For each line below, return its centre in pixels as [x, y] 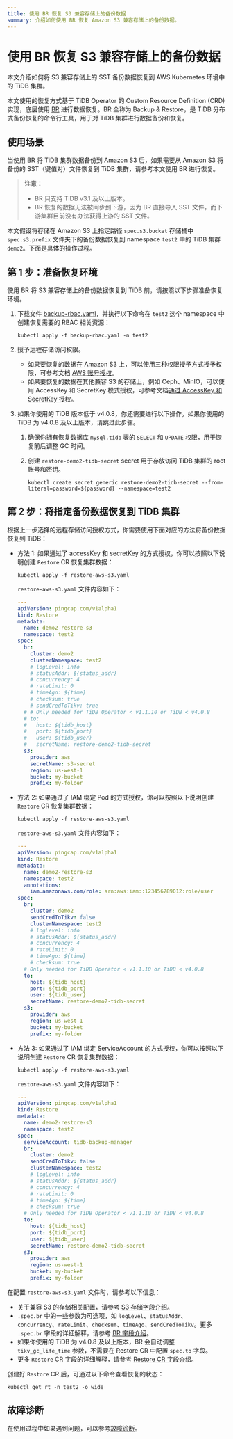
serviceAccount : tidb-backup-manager [78, 1142]
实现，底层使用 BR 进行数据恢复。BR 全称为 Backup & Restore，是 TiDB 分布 [116, 109]
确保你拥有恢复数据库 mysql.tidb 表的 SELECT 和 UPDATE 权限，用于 [122, 437]
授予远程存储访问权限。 [51, 349]
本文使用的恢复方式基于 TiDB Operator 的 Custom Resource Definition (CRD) [116, 101]
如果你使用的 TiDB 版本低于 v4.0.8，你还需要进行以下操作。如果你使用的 [121, 414]
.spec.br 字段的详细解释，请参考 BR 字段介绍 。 [85, 1333]
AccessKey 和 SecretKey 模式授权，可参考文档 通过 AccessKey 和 [129, 390]
